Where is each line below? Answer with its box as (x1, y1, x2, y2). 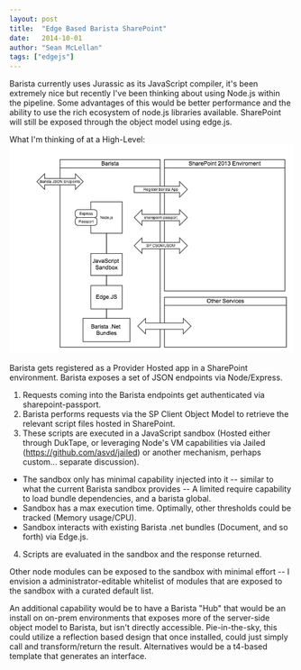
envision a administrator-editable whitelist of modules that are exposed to (9, 576, 283, 587)
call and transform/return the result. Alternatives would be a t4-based (9, 641, 268, 652)
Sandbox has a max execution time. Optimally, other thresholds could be (22, 502, 292, 513)
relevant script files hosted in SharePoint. (22, 419, 176, 430)
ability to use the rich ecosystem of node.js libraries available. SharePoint (9, 107, 282, 118)
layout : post (9, 14, 59, 23)
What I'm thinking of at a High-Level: (9, 134, 146, 145)
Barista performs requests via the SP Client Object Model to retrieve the (22, 409, 289, 420)
